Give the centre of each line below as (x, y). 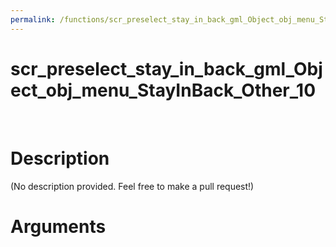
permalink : (33, 19)
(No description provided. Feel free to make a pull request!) (132, 186)
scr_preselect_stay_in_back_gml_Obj (166, 68)
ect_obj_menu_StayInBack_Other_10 (163, 90)
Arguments (58, 226)
